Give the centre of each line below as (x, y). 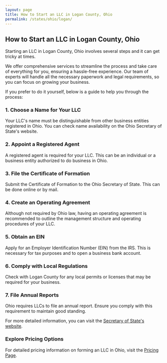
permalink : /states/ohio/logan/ (39, 19)
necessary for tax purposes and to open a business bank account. (73, 253)
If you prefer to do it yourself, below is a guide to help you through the (77, 92)
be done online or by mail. (32, 189)
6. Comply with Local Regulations (47, 266)
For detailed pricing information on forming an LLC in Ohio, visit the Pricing (82, 350)
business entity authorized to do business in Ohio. (57, 161)
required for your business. (33, 282)
